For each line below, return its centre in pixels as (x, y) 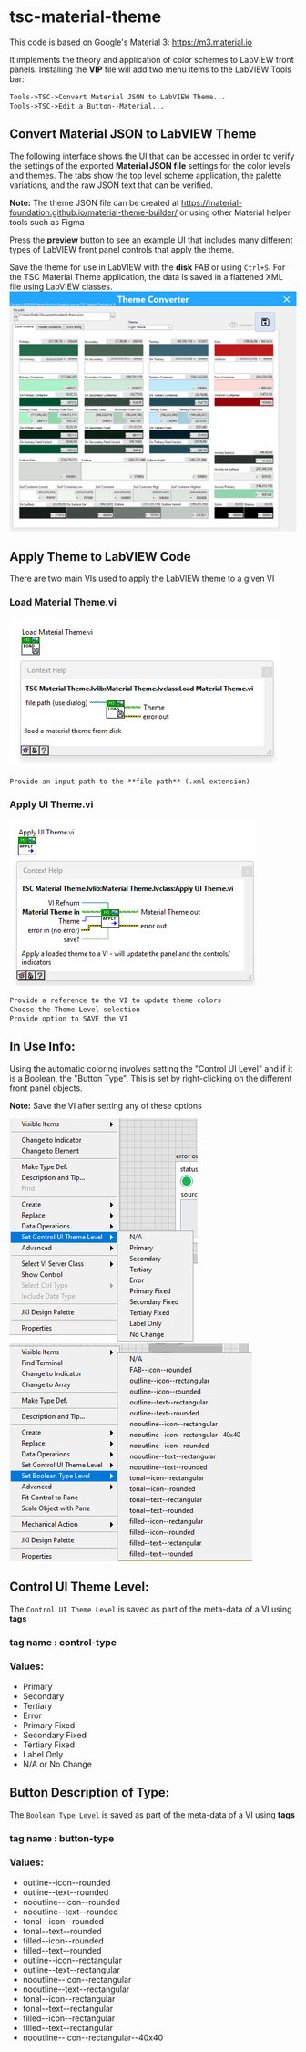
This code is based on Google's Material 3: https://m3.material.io (131, 42)
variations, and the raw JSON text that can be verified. (112, 185)
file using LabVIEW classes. (61, 286)
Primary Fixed (49, 1725)
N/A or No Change (57, 1764)
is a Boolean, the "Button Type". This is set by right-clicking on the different (151, 1078)
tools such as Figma (47, 222)
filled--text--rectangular (68, 2027)
